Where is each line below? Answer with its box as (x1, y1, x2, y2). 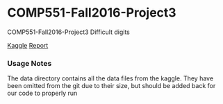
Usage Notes (7, 58, 52, 68)
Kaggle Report (7, 41, 49, 49)
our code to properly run (7, 89, 78, 98)
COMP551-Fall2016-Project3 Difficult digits (7, 28, 130, 36)
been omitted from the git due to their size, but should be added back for (7, 82, 216, 90)
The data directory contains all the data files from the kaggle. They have (7, 74, 214, 83)
